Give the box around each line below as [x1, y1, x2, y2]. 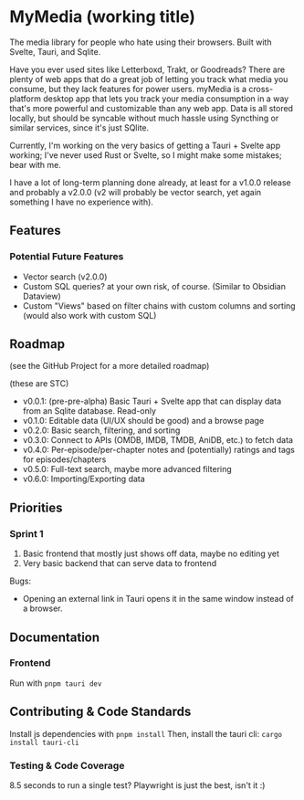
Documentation [9, 629, 100, 645]
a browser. [22, 603, 63, 614]
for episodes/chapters [22, 454, 107, 465]
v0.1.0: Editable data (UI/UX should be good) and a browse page [22, 416, 265, 426]
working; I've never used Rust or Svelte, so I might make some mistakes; [9, 149, 282, 161]
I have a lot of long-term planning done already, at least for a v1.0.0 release [9, 176, 292, 188]
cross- [248, 83, 274, 94]
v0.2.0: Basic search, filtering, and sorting [22, 425, 181, 436]
